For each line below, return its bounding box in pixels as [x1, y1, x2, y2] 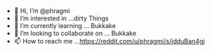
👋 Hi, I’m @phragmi [13, 7, 71, 15]
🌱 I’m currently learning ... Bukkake [13, 22, 117, 30]
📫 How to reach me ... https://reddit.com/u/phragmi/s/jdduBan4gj [13, 37, 205, 45]
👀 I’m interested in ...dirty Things [13, 14, 109, 22]
